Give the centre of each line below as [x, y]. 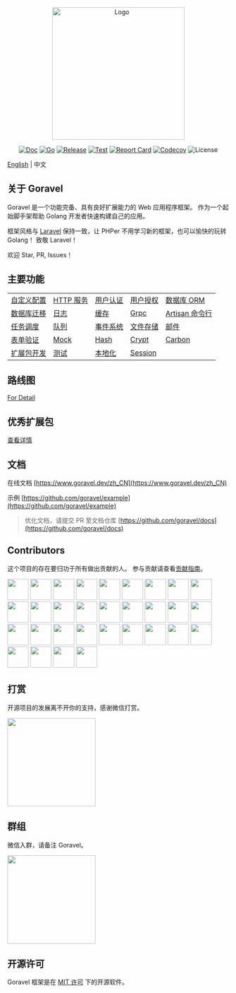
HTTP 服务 [71, 300]
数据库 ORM [185, 300]
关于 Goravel [35, 189]
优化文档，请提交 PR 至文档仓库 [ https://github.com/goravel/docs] [120, 521]
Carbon [178, 339]
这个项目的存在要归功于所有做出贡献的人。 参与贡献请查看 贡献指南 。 [107, 568]
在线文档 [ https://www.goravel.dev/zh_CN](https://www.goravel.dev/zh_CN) [117, 483]
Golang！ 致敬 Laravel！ [42, 240]
